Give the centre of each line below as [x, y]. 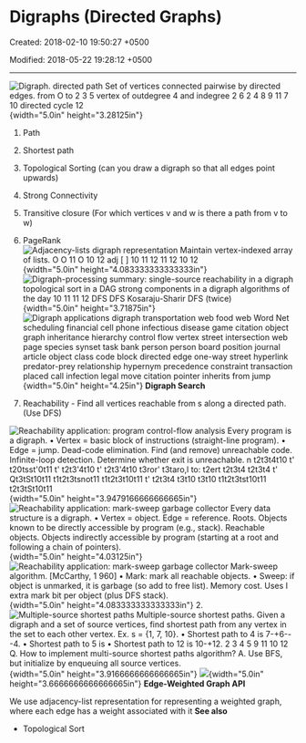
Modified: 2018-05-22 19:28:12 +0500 [81, 59]
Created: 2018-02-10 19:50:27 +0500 [80, 42]
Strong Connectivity [60, 195]
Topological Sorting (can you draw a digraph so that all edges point [149, 168]
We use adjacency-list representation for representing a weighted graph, [146, 701]
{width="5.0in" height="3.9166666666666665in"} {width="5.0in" [137, 674]
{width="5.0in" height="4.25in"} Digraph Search [114, 386]
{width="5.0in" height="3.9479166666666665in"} [103, 498]
